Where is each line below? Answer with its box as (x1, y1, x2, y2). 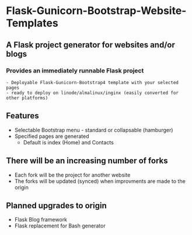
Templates (6, 16, 58, 30)
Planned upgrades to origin (6, 201, 107, 210)
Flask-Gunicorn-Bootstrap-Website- (6, 4, 187, 18)
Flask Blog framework (14, 216, 68, 223)
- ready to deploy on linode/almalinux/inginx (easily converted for (6, 89, 179, 96)
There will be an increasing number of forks (6, 156, 168, 166)
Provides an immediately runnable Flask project (6, 66, 144, 74)
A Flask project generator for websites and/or (6, 40, 175, 50)
